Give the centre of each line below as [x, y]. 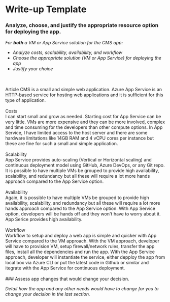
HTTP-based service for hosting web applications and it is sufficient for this [84, 95]
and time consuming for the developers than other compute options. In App [84, 127]
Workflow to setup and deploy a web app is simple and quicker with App [81, 236]
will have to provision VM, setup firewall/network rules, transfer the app [80, 246]
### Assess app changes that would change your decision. [67, 279]
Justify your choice [33, 69]
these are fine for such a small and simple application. [62, 144]
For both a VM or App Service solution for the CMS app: [64, 43]
